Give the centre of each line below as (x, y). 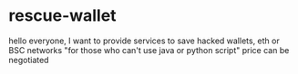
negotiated (29, 60)
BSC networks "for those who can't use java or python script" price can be (149, 50)
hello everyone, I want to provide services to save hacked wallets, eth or (144, 41)
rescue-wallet (62, 16)
